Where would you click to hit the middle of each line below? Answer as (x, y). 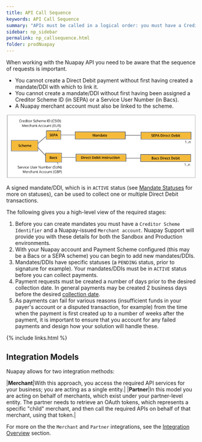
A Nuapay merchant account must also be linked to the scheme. (94, 106)
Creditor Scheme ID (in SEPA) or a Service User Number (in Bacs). (97, 100)
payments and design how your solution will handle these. (87, 326)
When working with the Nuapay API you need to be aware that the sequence (101, 62)
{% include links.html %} (37, 338)
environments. (33, 243)
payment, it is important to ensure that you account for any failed (95, 320)
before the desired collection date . (58, 294)
